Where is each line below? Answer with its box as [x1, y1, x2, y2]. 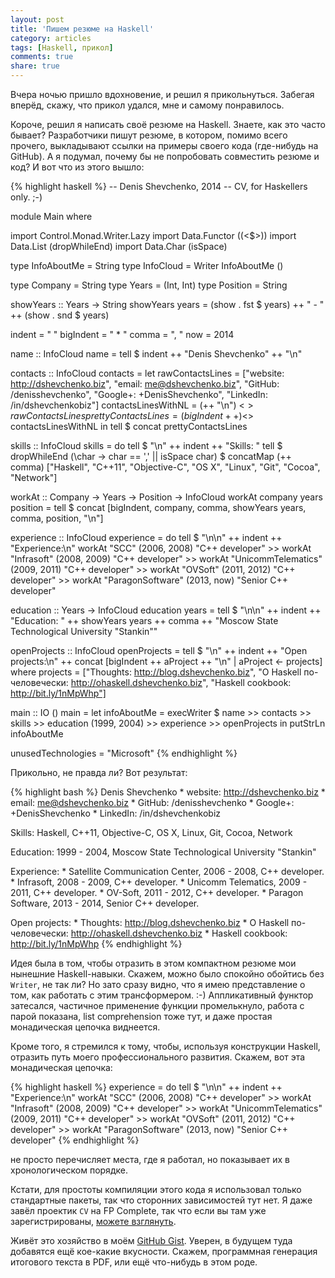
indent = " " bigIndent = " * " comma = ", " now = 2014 [10, 329, 235, 340]
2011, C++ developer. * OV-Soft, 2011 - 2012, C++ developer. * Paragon [10, 887, 304, 898]
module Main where [10, 211, 93, 222]
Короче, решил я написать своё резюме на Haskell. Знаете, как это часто [10, 119, 326, 130]
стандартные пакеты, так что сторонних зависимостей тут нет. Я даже [10, 1194, 313, 1206]
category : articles [10, 33, 92, 43]
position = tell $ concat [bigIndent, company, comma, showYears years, [10, 502, 307, 513]
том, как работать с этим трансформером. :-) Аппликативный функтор [10, 989, 314, 1001]
